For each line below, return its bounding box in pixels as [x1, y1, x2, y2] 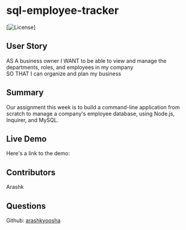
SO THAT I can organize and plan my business [6, 70, 122, 77]
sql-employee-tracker [6, 4, 119, 18]
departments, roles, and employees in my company [6, 63, 134, 71]
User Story [6, 41, 48, 51]
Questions [6, 200, 46, 211]
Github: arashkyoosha [6, 217, 61, 224]
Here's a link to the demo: [6, 150, 70, 157]
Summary [6, 88, 44, 98]
